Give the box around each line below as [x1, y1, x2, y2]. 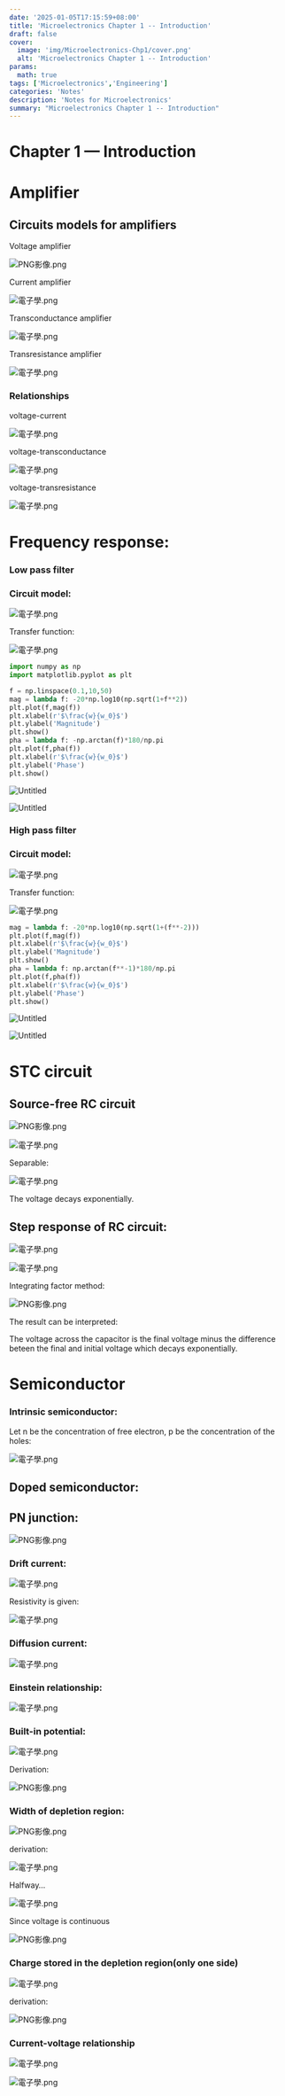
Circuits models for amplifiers [9, 218, 177, 233]
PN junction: [9, 1510, 80, 1525]
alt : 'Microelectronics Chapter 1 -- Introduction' [17, 54, 212, 63]
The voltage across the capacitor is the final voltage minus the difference [9, 1334, 276, 1344]
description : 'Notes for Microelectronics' [9, 95, 173, 105]
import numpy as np [9, 662, 81, 672]
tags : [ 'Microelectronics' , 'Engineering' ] [9, 79, 168, 88]
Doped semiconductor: [9, 1480, 140, 1495]
